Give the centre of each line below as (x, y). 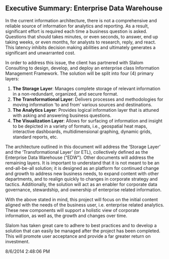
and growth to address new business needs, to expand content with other (82, 174)
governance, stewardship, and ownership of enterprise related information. (83, 190)
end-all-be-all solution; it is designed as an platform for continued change (82, 168)
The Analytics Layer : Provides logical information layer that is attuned (86, 110)
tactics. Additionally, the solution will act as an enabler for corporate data (81, 184)
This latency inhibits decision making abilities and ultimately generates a (80, 47)
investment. (17, 241)
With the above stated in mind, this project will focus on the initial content (82, 199)
